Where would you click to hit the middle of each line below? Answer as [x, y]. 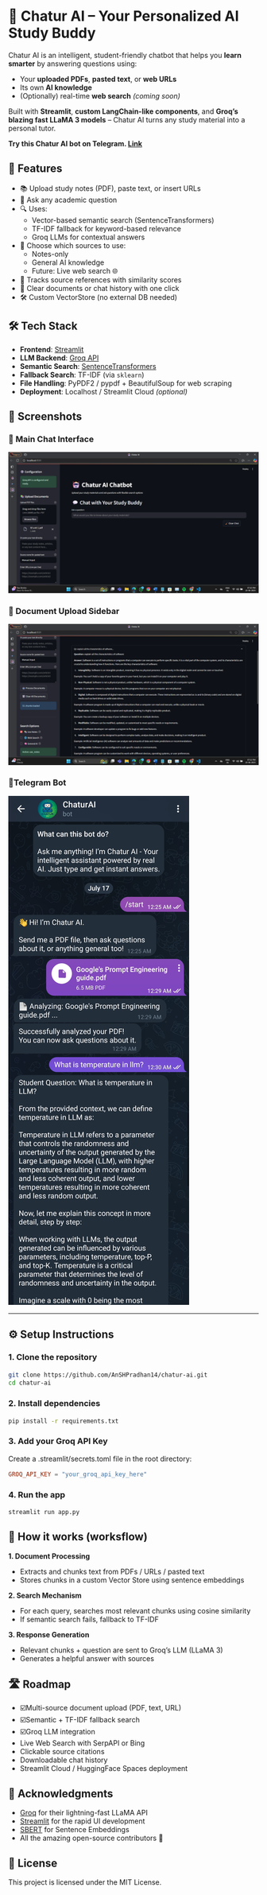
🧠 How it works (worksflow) [78, 1537]
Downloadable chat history [64, 1760]
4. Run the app [37, 1494]
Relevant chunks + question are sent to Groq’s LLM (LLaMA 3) [122, 1650]
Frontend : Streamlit [52, 349]
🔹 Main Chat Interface [51, 439]
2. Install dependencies [54, 1404]
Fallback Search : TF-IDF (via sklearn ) [82, 375]
